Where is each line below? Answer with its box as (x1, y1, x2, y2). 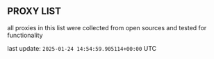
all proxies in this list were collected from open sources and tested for (7, 23, 207, 32)
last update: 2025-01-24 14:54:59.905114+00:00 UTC (7, 44, 157, 52)
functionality (7, 31, 43, 39)
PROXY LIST (7, 5, 61, 17)
